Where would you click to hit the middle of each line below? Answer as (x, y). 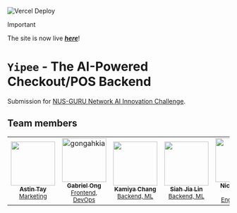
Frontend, (84, 193)
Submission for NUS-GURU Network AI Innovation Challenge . (96, 101)
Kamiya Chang (135, 189)
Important (22, 24)
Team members (42, 123)
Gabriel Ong (84, 185)
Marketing (33, 196)
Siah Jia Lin (186, 189)
